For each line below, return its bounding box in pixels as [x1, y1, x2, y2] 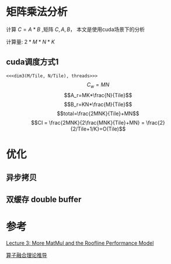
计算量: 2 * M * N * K [6, 38, 55, 45]
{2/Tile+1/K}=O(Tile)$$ [70, 125, 126, 132]
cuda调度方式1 [6, 57, 59, 67]
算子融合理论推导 [6, 252, 47, 259]
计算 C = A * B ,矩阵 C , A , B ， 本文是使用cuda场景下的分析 [6, 26, 145, 33]
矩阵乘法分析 [6, 5, 68, 19]
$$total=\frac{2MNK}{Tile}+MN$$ [57, 109, 139, 117]
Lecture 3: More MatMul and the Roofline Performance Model [6, 239, 154, 246]
